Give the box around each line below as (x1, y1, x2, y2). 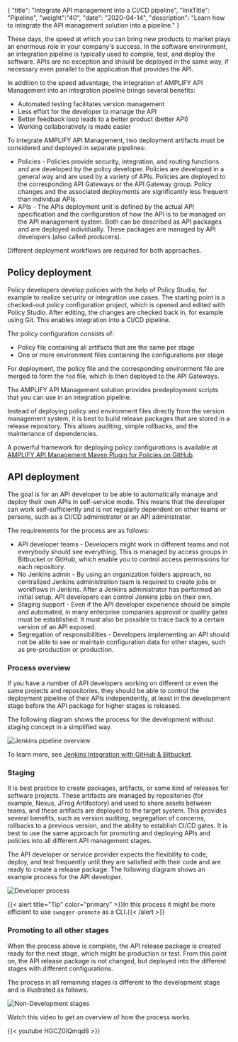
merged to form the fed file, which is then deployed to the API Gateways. (7, 372, 220, 380)
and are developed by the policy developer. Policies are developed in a (17, 165, 225, 173)
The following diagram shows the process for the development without (7, 715, 214, 723)
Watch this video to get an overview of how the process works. (7, 1012, 191, 1021)
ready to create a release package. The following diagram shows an (7, 865, 205, 874)
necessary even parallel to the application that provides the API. (7, 65, 194, 73)
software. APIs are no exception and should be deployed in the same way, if (7, 57, 229, 66)
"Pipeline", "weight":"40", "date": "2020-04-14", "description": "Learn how (7, 13, 225, 22)
